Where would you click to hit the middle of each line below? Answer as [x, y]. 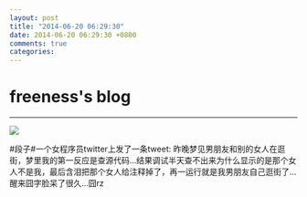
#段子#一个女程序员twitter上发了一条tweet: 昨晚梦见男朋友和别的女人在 [143, 149]
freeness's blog [70, 97]
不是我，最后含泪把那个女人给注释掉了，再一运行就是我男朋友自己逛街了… [157, 172]
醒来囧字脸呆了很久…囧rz [57, 183]
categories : [32, 52]
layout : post [34, 18]
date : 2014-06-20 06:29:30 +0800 [73, 35]
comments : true [38, 43]
